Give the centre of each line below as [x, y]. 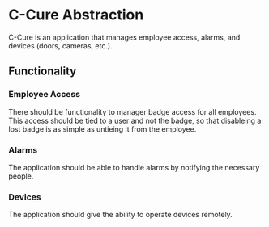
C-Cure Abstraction [76, 15]
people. [21, 176]
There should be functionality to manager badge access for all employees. [132, 111]
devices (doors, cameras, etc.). [60, 45]
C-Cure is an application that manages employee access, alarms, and [124, 37]
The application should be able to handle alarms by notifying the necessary [134, 167]
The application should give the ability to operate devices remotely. [120, 215]
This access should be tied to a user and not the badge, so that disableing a [135, 120]
